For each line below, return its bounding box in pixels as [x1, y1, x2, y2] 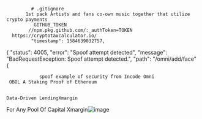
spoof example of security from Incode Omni [39, 74, 155, 80]
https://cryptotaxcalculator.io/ [12, 33, 97, 39]
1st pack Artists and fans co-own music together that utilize [25, 11, 190, 17]
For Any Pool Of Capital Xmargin [6, 106, 88, 113]
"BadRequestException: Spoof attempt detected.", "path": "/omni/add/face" [6, 55, 197, 63]
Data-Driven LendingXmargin [6, 95, 78, 101]
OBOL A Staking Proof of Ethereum [9, 79, 97, 85]
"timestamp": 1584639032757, [31, 38, 105, 44]
